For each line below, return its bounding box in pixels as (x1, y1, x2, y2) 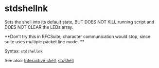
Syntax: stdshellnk (4, 48, 43, 54)
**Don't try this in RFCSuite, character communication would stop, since (4, 34, 151, 39)
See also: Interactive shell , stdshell (4, 57, 74, 63)
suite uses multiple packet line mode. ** (4, 38, 85, 44)
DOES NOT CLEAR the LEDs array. (4, 24, 73, 30)
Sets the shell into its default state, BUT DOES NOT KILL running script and (4, 19, 155, 25)
